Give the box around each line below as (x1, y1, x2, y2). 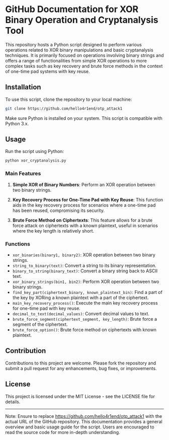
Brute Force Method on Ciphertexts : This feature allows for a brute (12, 217, 153, 223)
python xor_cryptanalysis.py (5, 158, 66, 163)
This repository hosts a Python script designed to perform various (5, 41, 142, 47)
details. (5, 399, 21, 405)
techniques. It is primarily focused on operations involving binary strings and (5, 52, 164, 58)
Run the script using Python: (5, 149, 64, 155)
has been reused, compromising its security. (12, 207, 105, 213)
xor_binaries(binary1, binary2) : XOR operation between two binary (12, 252, 156, 258)
